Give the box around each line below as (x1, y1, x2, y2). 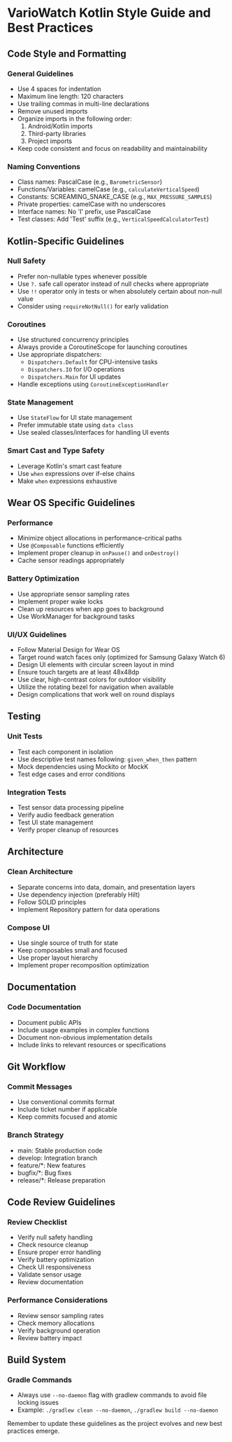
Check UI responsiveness (17, 1263, 92, 1272)
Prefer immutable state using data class (17, 421, 134, 429)
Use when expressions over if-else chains (17, 469, 135, 477)
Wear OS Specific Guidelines (7, 497, 136, 509)
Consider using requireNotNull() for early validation (17, 301, 169, 310)
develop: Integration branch (17, 1153, 98, 1162)
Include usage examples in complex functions (17, 1026, 150, 1034)
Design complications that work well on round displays (17, 691, 175, 699)
